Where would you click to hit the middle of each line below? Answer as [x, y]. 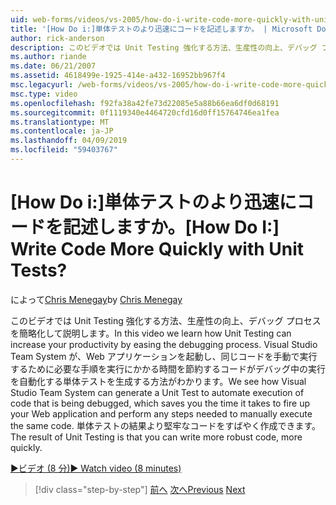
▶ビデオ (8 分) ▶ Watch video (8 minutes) [96, 468]
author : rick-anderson [57, 38]
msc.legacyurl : [42, 85]
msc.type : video [44, 94]
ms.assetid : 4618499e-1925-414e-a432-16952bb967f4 [118, 76]
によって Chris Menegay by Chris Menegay [96, 299]
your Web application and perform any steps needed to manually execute [161, 413]
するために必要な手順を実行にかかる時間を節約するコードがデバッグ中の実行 [168, 368]
